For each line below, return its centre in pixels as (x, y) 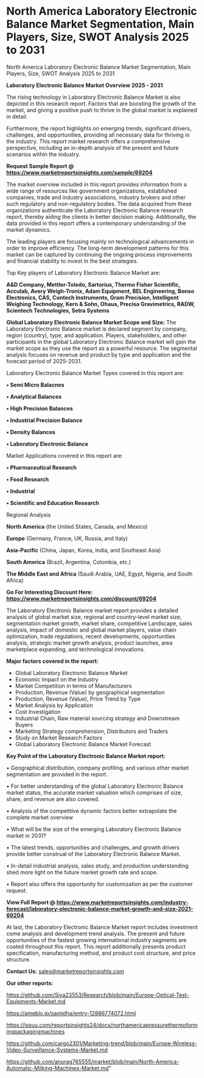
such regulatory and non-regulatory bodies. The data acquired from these (99, 204)
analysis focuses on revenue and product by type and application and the (98, 354)
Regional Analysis (29, 515)
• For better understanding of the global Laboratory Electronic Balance (95, 786)
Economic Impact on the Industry (57, 679)
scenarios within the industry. (43, 154)
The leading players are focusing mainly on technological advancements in (100, 241)
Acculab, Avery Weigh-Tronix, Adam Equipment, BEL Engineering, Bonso (100, 291)
